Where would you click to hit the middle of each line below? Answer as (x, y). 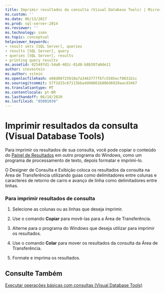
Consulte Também (34, 274)
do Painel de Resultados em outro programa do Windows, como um (73, 155)
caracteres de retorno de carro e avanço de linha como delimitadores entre (81, 181)
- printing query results (31, 60)
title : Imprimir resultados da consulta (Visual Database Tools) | (76, 10)
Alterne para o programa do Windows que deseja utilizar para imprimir (83, 228)
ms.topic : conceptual (27, 37)
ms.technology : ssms (26, 33)
